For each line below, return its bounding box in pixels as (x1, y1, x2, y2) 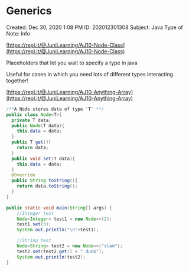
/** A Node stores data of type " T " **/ (6, 106, 105, 112)
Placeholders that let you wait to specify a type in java (6, 59, 138, 66)
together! (6, 77, 28, 84)
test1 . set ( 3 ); (17, 221, 51, 227)
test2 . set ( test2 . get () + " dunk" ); (17, 249, 105, 254)
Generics (6, 4, 52, 18)
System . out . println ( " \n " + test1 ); (17, 227, 99, 233)
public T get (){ (11, 139, 51, 146)
